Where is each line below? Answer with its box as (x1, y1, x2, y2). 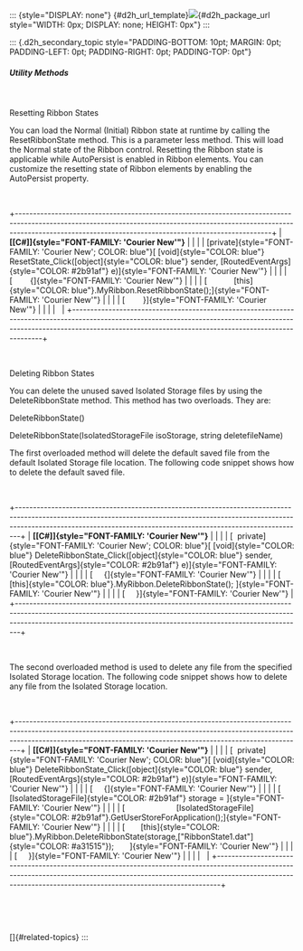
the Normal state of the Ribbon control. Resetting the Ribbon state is (9, 144, 264, 155)
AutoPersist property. (9, 173, 90, 184)
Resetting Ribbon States (9, 107, 99, 118)
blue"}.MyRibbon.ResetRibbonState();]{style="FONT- (71, 285, 270, 296)
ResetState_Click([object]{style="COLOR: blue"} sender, (9, 256, 219, 267)
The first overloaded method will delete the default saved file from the (9, 447, 270, 458)
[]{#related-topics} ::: (9, 931, 89, 942)
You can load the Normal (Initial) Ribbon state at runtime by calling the (9, 125, 270, 136)
